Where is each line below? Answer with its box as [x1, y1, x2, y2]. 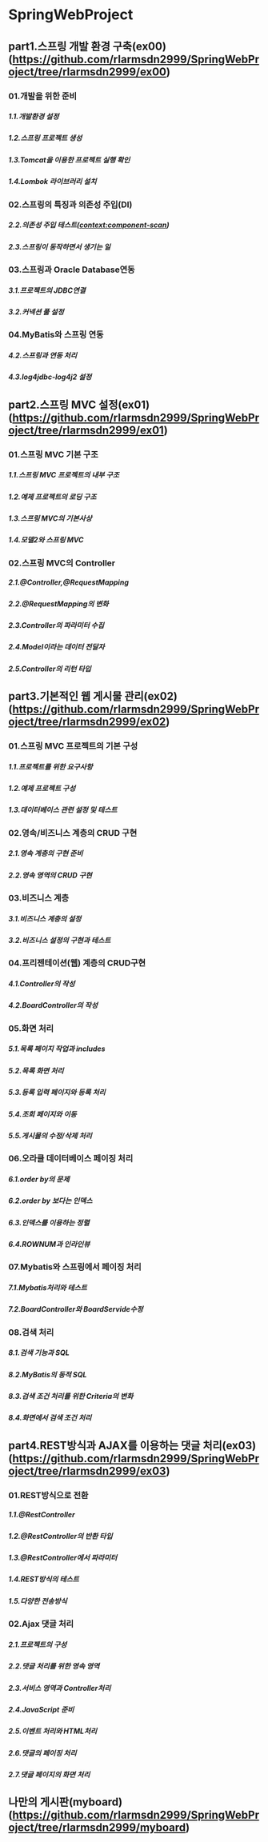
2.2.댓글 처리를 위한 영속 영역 [8, 1661, 100, 1671]
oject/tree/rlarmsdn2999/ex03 [8, 1464, 166, 1477]
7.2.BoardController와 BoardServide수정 [8, 1305, 144, 1314]
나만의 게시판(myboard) [8, 1796, 123, 1809]
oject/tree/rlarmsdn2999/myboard [8, 1821, 186, 1835]
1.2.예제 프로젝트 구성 [8, 784, 76, 793]
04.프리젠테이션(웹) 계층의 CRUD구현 [8, 957, 146, 969]
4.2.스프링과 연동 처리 [8, 350, 78, 360]
